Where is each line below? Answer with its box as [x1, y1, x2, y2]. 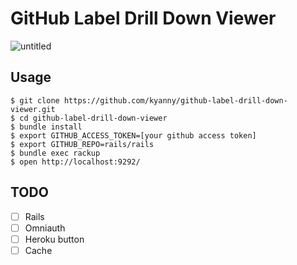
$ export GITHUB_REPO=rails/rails [10, 139, 155, 149]
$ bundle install [10, 122, 83, 132]
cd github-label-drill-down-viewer [19, 113, 168, 123]
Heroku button [24, 233, 85, 245]
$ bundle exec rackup [10, 148, 101, 158]
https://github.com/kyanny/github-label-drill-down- [63, 95, 288, 106]
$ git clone [10, 95, 60, 106]
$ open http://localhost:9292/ [10, 157, 141, 167]
